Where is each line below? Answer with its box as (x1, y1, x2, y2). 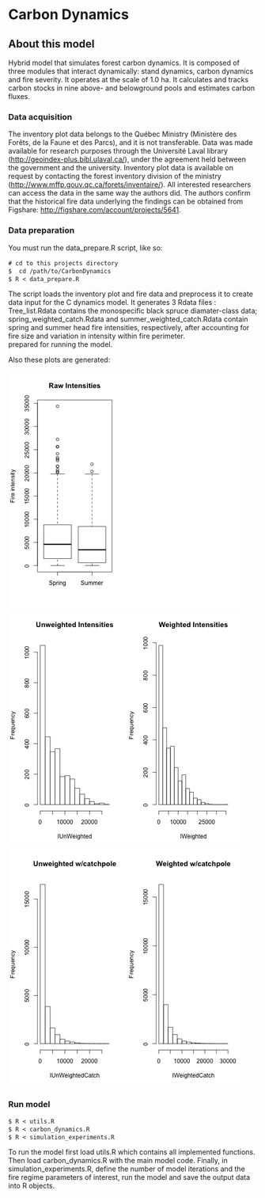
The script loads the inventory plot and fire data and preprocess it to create (8, 289, 253, 299)
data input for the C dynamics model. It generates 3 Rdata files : (8, 297, 217, 306)
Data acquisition (8, 111, 73, 122)
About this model (8, 37, 95, 51)
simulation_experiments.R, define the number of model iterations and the (8, 1164, 245, 1173)
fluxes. (8, 92, 30, 101)
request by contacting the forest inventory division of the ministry (8, 172, 221, 181)
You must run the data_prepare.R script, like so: (8, 243, 163, 253)
